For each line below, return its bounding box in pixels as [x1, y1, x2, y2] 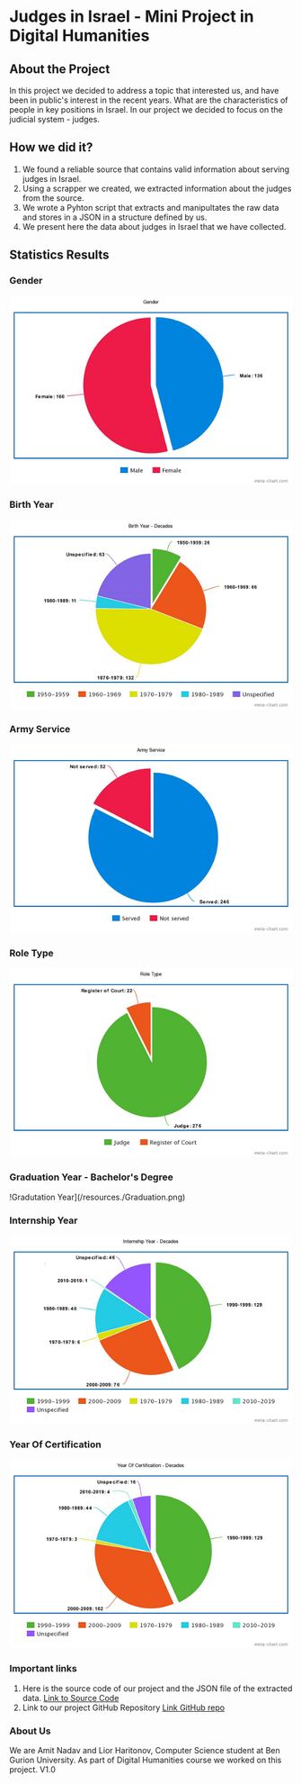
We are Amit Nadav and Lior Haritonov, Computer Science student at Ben [9, 1744, 280, 1755]
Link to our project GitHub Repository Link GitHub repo [22, 1702, 226, 1713]
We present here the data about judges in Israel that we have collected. [22, 221, 287, 231]
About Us [9, 1725, 51, 1737]
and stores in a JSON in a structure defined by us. [22, 212, 208, 222]
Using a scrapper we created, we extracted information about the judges [22, 183, 292, 194]
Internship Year [9, 1214, 78, 1227]
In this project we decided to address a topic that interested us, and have [9, 86, 279, 95]
